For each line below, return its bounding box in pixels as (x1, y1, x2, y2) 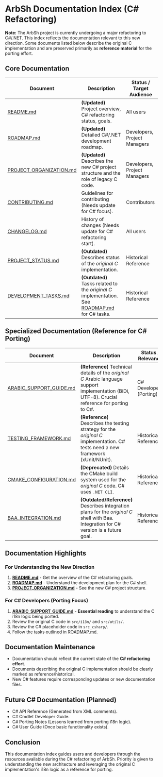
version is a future (80, 526, 122, 533)
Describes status (81, 254, 120, 261)
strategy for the (80, 426, 116, 433)
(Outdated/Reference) (80, 496, 133, 503)
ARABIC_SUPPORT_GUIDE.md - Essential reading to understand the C (12, 608, 155, 614)
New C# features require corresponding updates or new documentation (12, 676, 156, 682)
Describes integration (80, 502, 130, 509)
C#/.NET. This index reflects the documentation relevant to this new (5, 35, 141, 41)
